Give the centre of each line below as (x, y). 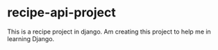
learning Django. (31, 38)
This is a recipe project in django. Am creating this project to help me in (109, 32)
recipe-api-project (62, 13)
